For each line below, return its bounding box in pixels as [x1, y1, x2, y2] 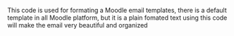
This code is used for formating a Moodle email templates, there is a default [7, 6, 227, 14]
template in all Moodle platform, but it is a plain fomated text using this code [7, 13, 228, 22]
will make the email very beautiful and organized [7, 21, 148, 29]
